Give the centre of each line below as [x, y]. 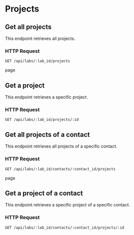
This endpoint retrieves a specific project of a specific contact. [67, 205]
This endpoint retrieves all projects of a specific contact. [61, 146]
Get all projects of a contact [48, 134]
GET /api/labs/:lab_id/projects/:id [42, 120]
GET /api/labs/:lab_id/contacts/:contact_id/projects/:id [65, 227]
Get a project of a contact [44, 193]
